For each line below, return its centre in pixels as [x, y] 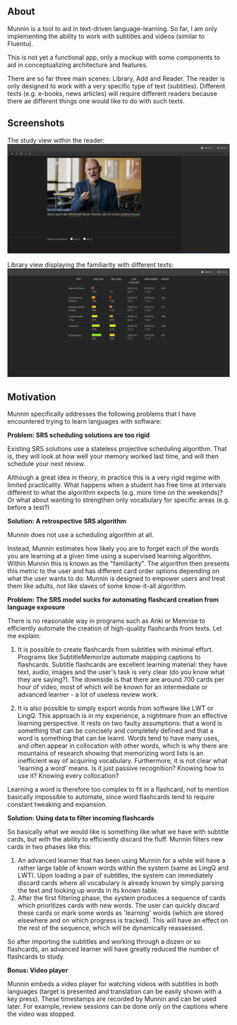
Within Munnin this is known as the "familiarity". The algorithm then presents [119, 563]
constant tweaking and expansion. [57, 805]
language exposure [36, 607]
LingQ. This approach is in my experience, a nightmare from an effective [122, 716]
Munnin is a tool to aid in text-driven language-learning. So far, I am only [112, 28]
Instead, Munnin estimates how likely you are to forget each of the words [113, 549]
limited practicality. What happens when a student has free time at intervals [117, 485]
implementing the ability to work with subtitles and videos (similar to [106, 36]
